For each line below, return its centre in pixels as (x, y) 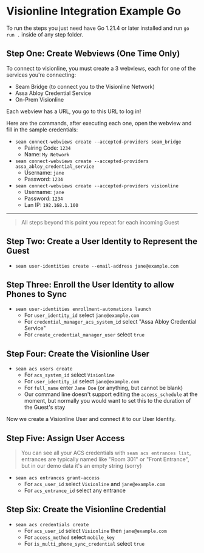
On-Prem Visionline (39, 99)
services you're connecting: (41, 75)
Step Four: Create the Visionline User (78, 354)
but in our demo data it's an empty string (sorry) (81, 466)
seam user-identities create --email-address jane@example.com (97, 266)
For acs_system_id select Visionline (70, 375)
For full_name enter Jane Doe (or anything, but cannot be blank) (104, 388)
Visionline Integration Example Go (94, 11)
